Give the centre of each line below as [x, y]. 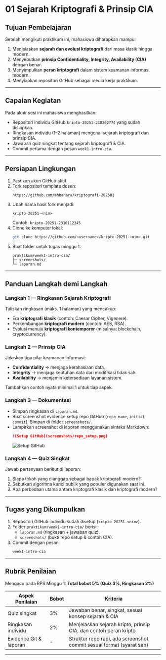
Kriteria [114, 599]
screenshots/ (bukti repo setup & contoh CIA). [66, 537]
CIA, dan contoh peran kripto [102, 630]
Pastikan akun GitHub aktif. [40, 181]
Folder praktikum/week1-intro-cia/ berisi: [55, 527]
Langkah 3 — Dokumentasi [38, 400]
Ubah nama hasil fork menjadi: [43, 204]
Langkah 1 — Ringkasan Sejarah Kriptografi [58, 298]
